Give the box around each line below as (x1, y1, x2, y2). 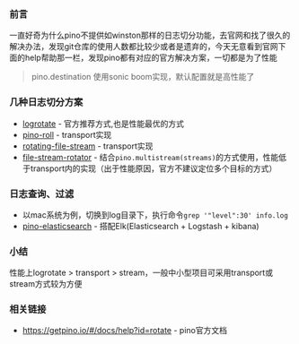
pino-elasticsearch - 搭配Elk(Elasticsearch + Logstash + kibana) (22, 220, 259, 231)
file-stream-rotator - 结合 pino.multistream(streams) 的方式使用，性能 (22, 151, 279, 162)
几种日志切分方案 (9, 96, 84, 108)
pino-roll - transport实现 (22, 129, 112, 140)
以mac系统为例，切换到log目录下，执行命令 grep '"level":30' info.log (22, 209, 289, 220)
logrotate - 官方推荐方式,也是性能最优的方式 (22, 118, 185, 129)
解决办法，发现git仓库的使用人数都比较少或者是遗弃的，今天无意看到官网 (9, 41, 278, 52)
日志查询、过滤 (9, 187, 75, 200)
